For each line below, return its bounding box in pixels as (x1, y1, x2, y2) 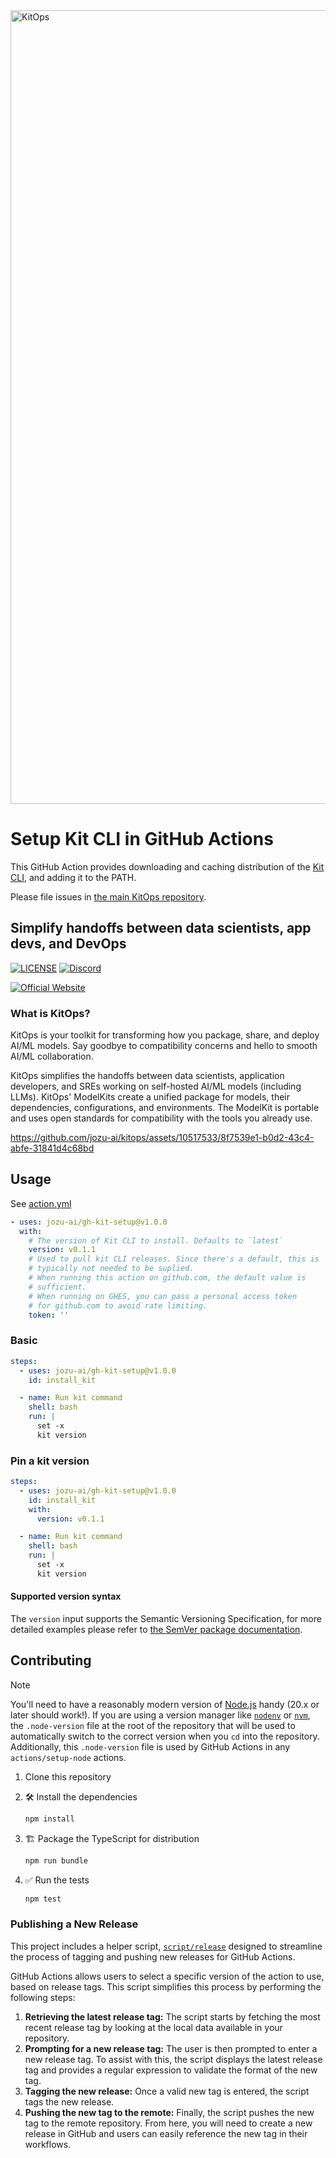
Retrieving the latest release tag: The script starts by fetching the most (24, 2010, 321, 2023)
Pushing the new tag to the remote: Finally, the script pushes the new (24, 2106, 315, 2118)
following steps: (10, 1991, 76, 2003)
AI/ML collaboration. (10, 1050, 94, 1063)
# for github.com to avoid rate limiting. (28, 1300, 208, 1311)
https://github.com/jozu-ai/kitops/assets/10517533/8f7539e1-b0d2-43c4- (10, 1132, 315, 1144)
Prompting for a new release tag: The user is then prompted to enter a (24, 2042, 318, 2054)
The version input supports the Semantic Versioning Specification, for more (10, 1613, 322, 1625)
